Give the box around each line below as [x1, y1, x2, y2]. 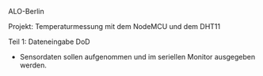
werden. [19, 60, 48, 70]
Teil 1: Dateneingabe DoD [8, 37, 90, 46]
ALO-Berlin [8, 7, 45, 16]
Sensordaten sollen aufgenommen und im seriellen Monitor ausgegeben [19, 52, 256, 61]
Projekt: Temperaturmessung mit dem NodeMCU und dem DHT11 [8, 22, 220, 31]
